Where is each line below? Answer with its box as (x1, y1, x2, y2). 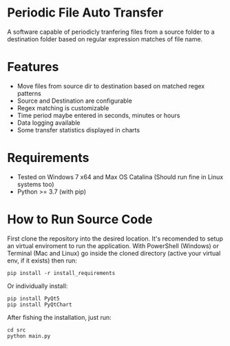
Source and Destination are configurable (17, 96, 132, 105)
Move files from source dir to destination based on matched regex (17, 81, 205, 90)
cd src (7, 326, 26, 334)
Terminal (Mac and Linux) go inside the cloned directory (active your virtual (7, 249, 221, 257)
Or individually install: (7, 281, 68, 290)
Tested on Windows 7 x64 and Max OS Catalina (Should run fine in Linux (17, 172, 224, 181)
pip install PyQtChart (7, 301, 72, 308)
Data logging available (17, 119, 81, 127)
